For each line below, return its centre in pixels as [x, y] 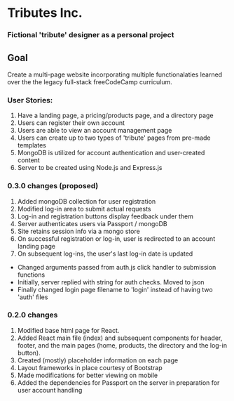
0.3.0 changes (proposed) [53, 186]
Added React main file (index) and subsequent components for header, [120, 338]
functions [31, 275]
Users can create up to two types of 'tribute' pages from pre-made [114, 138]
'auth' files [33, 297]
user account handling [50, 390]
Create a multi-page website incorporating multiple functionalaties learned [115, 74]
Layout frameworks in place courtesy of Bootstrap [90, 367]
